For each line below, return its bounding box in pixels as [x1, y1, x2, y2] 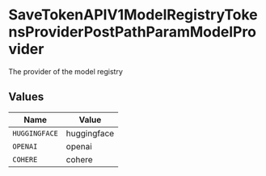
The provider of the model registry [8, 66, 124, 76]
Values [8, 90, 44, 104]
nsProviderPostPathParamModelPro [8, 23, 257, 41]
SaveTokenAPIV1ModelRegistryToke [8, 6, 259, 24]
